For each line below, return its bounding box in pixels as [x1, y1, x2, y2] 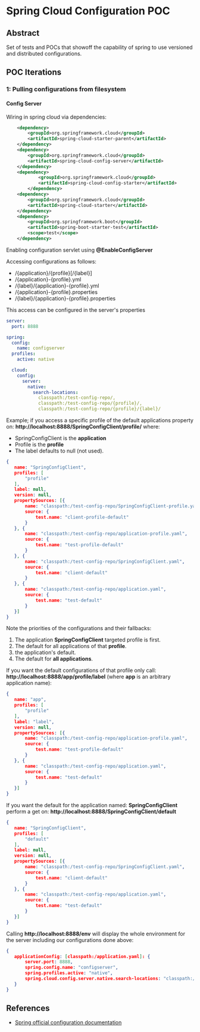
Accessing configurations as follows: [6, 258, 97, 265]
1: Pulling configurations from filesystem [6, 85, 126, 94]
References [6, 1003, 50, 1014]
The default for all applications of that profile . [14, 643, 127, 650]
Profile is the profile [14, 441, 64, 448]
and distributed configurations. [6, 50, 82, 57]
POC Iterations [6, 67, 62, 78]
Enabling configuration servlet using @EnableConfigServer [6, 246, 153, 253]
